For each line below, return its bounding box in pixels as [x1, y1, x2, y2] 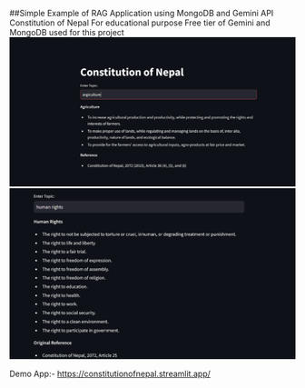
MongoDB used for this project [9, 27, 124, 37]
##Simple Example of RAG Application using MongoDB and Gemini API [9, 8, 274, 18]
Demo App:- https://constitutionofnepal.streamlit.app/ [9, 368, 212, 379]
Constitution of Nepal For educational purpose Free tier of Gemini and [9, 17, 271, 28]
